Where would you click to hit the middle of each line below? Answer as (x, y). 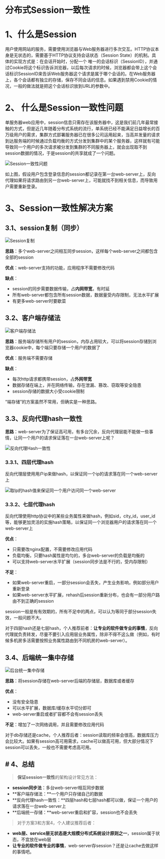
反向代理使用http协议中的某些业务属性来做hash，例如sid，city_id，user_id (80, 516)
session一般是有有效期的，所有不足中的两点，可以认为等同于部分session (79, 612)
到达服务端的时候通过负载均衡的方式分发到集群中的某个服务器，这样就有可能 (82, 141)
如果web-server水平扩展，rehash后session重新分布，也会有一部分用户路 (86, 595)
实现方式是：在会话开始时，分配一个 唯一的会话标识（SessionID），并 (83, 62)
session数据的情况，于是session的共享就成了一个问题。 (61, 153)
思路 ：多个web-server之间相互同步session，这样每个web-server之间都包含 (82, 251)
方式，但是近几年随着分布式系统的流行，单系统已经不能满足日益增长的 (84, 129)
